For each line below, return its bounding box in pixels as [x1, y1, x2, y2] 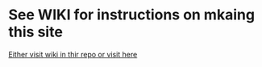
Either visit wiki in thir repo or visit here [8, 49, 138, 59]
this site [8, 23, 63, 41]
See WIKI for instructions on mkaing [8, 6, 256, 24]
